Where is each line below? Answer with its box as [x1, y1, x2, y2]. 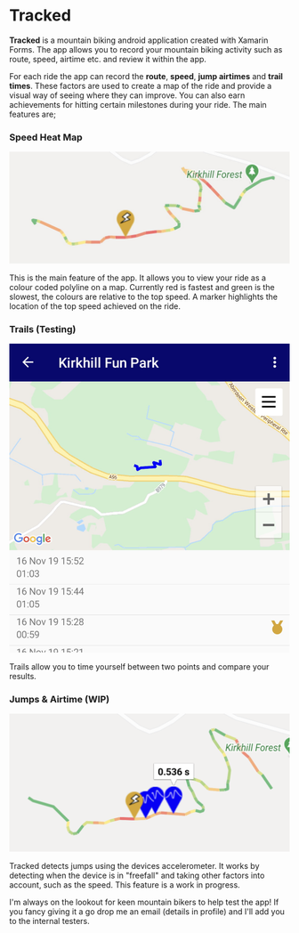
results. [9, 670, 37, 681]
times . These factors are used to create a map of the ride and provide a [9, 80, 272, 91]
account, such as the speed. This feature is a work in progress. [9, 880, 240, 890]
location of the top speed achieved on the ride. [9, 301, 181, 312]
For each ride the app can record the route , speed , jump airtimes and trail [9, 70, 283, 81]
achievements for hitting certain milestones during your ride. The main [9, 99, 267, 110]
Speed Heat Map [9, 131, 83, 143]
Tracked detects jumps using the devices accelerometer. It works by [9, 861, 260, 872]
